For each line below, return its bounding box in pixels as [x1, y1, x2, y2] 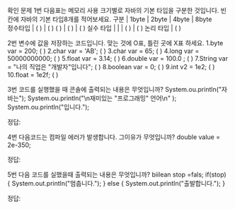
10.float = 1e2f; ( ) [7, 71, 59, 79]
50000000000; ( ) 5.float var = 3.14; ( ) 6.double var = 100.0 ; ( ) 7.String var [7, 54, 229, 62]
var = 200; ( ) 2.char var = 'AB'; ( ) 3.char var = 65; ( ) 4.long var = [7, 47, 200, 55]
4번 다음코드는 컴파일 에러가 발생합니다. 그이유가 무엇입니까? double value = [7, 133, 221, 141]
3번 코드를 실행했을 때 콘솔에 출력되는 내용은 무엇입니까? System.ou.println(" [7, 85, 222, 93]
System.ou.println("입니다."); [7, 103, 90, 111]
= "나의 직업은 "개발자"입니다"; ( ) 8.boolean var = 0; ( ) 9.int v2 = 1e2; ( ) [7, 63, 215, 71]
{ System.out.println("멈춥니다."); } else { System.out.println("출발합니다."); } [7, 179, 225, 187]
